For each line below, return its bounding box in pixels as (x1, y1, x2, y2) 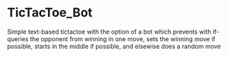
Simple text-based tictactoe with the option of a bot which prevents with (7, 27, 212, 36)
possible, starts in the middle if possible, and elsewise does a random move (7, 42, 221, 50)
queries (7, 34, 29, 43)
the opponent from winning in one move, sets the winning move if (30, 34, 216, 43)
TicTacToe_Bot (7, 5, 93, 21)
